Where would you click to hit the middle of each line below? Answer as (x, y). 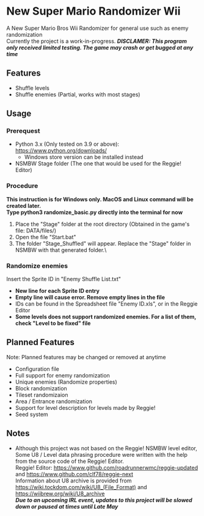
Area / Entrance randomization (54, 401)
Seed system (32, 414)
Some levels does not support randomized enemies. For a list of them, (106, 317)
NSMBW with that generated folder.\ (61, 250)
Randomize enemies (37, 265)
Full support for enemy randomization (62, 375)
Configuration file (37, 369)
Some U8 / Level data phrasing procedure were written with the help (101, 454)
